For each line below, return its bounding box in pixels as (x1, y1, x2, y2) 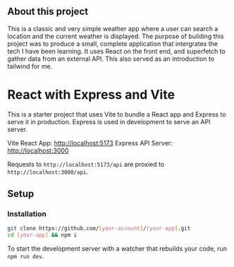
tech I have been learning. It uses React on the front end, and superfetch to (7, 47, 226, 55)
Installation (7, 209, 47, 219)
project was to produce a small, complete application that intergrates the (7, 39, 218, 48)
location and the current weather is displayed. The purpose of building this (7, 32, 224, 40)
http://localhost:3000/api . (7, 167, 89, 176)
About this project (7, 6, 89, 18)
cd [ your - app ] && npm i (7, 232, 78, 239)
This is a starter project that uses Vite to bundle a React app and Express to (7, 109, 227, 119)
